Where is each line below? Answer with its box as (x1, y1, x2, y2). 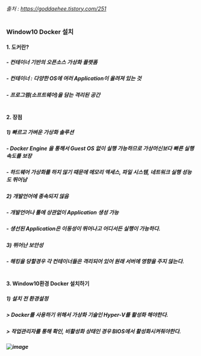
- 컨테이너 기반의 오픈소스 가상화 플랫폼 (6, 58, 98, 66)
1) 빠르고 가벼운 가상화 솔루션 (6, 128, 74, 136)
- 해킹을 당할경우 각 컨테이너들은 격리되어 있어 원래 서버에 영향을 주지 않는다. (6, 258, 185, 265)
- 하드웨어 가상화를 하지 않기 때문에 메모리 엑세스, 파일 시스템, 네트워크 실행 (6, 169, 181, 176)
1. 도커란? (6, 43, 29, 51)
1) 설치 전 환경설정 (6, 295, 49, 302)
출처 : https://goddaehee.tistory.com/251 (6, 5, 107, 12)
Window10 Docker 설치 (6, 27, 74, 36)
